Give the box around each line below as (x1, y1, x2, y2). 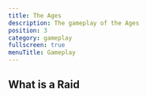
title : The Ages (8, 11, 62, 20)
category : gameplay (8, 33, 73, 42)
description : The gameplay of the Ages (8, 19, 140, 27)
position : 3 (8, 26, 47, 34)
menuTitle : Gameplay (8, 48, 77, 56)
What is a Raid (8, 78, 81, 91)
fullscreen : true (8, 41, 66, 49)
